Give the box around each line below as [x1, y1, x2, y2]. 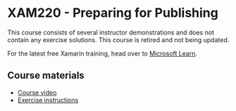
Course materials [7, 70, 85, 81]
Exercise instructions [17, 96, 79, 104]
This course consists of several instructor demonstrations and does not [7, 28, 215, 37]
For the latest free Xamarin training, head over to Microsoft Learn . [7, 49, 198, 58]
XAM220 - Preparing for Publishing [7, 5, 218, 21]
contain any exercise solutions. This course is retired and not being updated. [7, 35, 230, 44]
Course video [17, 88, 57, 96]
